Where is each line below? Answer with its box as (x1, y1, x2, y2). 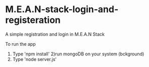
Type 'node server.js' (12, 56, 57, 62)
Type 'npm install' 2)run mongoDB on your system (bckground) (12, 51, 144, 57)
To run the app (5, 41, 36, 47)
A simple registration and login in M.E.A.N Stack (5, 31, 105, 37)
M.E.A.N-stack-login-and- (5, 4, 119, 15)
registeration (5, 14, 61, 26)
